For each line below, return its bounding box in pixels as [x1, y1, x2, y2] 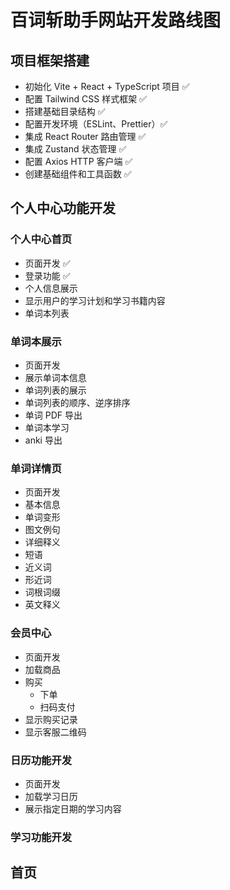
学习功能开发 [10, 830, 73, 844]
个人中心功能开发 [10, 200, 116, 217]
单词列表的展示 [24, 384, 87, 396]
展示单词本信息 [24, 371, 87, 383]
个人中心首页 [10, 232, 73, 246]
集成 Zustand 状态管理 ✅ [24, 143, 127, 155]
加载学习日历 [24, 790, 78, 802]
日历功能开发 [10, 753, 73, 767]
